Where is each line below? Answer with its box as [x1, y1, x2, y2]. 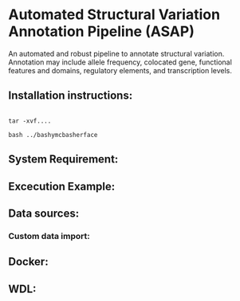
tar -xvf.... [8, 117, 52, 125]
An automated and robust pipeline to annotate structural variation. [8, 49, 225, 58]
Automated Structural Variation [8, 6, 221, 24]
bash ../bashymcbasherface [8, 131, 98, 139]
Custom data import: [8, 230, 90, 241]
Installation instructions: [8, 89, 133, 103]
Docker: [8, 255, 49, 268]
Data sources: [8, 206, 80, 220]
